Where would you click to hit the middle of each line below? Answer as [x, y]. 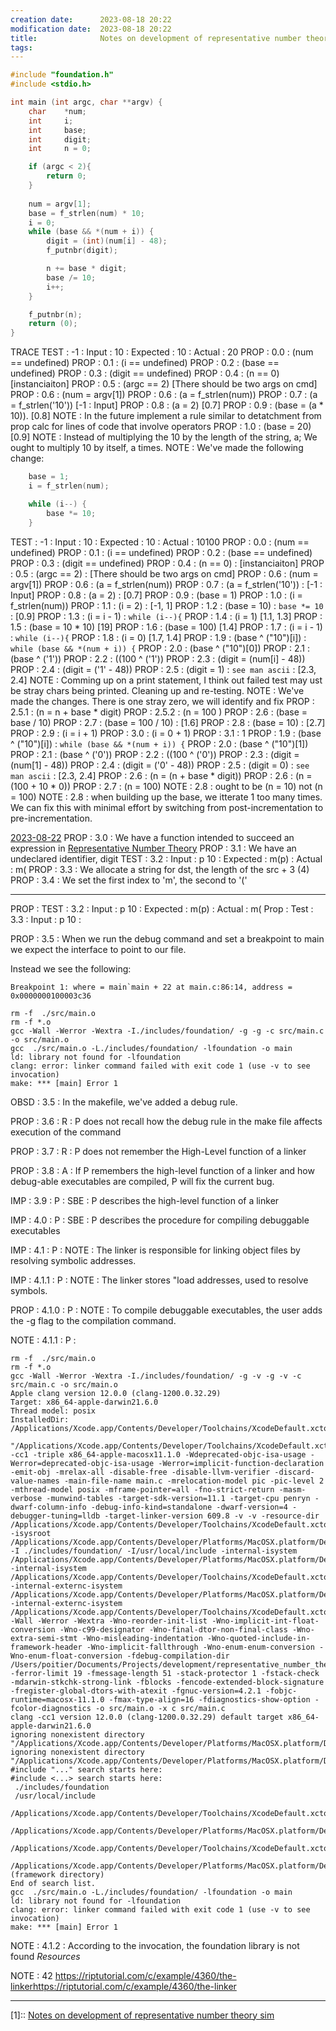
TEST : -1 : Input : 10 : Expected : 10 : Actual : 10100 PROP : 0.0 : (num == [160, 542]
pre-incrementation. [51, 818]
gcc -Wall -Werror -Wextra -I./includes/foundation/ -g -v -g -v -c [156, 1376]
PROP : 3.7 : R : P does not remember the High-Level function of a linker [158, 1151]
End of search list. [53, 1883]
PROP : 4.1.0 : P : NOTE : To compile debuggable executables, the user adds [166, 1310]
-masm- [292, 1489]
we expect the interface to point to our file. [98, 949]
